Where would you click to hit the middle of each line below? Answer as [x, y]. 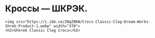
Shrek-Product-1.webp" [28, 26]
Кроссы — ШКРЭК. [46, 9]
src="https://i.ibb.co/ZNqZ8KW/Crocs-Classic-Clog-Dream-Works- [83, 22]
